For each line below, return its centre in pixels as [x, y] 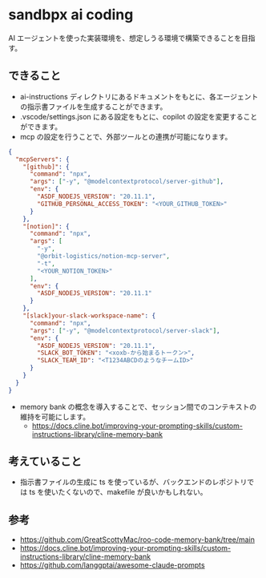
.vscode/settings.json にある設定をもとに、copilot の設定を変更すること [139, 116]
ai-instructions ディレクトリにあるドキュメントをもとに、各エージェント [139, 96]
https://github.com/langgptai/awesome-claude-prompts [113, 565]
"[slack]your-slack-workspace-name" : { [89, 316]
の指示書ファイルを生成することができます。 [93, 107]
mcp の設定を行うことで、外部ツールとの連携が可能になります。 [126, 136]
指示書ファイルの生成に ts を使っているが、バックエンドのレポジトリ [133, 482]
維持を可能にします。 [55, 416]
